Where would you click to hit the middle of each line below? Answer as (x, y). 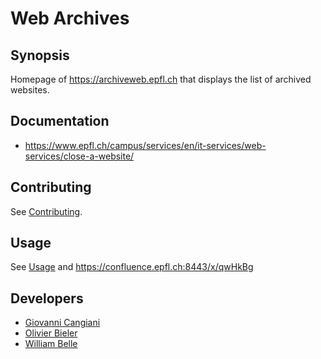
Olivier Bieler (51, 333)
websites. (30, 90)
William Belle (51, 344)
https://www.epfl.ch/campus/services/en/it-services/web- (145, 145)
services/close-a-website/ (79, 156)
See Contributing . (46, 211)
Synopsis (40, 55)
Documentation (60, 121)
